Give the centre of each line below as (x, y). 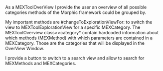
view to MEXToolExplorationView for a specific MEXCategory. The (73, 27)
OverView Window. (25, 48)
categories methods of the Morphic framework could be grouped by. (76, 12)
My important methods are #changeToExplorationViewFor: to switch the (79, 22)
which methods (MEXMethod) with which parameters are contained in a (79, 38)
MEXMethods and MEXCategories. (41, 63)
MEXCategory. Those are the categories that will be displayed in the (75, 43)
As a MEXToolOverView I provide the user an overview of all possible (76, 7)
